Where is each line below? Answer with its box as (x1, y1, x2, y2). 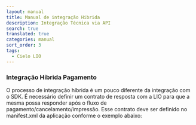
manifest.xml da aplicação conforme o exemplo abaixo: (6, 112, 142, 119)
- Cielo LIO (11, 53, 42, 59)
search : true (6, 25, 39, 32)
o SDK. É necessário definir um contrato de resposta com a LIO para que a (6, 93, 190, 100)
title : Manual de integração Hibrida (6, 14, 100, 20)
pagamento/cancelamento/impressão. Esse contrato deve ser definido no (6, 105, 188, 112)
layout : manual (6, 8, 44, 15)
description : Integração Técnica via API (6, 20, 111, 26)
